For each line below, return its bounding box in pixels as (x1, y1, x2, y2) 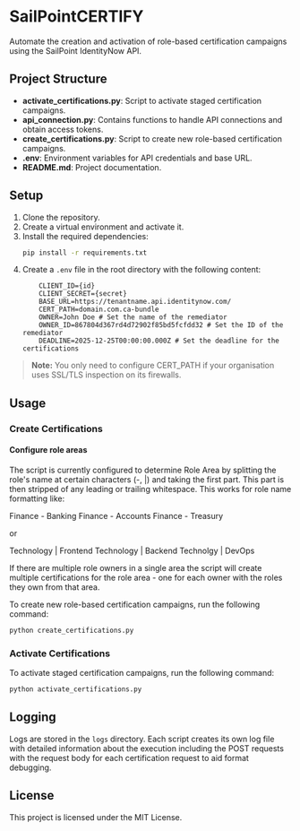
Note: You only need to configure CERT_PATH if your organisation (30, 360, 275, 371)
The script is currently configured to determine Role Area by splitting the (9, 464, 277, 475)
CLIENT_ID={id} (39, 281, 96, 290)
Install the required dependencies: (21, 230, 150, 241)
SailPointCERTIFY (9, 6, 144, 27)
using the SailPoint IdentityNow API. (9, 45, 141, 56)
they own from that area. (9, 581, 100, 593)
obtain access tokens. (21, 124, 104, 134)
